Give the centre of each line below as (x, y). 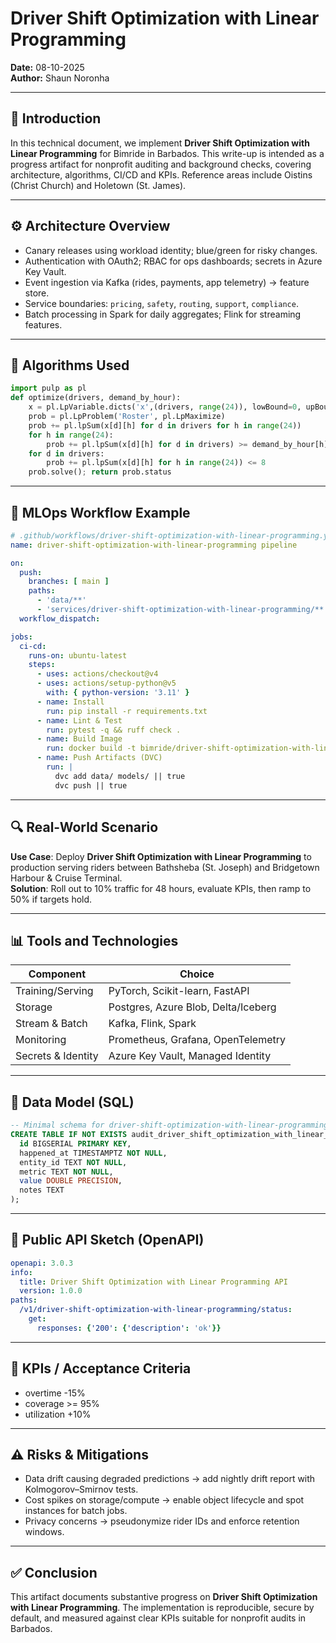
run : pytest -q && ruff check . (114, 730)
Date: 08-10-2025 (47, 67)
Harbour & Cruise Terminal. (66, 878)
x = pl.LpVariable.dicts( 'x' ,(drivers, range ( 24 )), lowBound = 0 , (165, 407)
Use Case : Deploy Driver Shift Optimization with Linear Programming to (161, 856)
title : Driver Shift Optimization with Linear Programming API (153, 1282)
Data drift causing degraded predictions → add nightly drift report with (170, 1479)
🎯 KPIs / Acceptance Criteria (101, 1368)
